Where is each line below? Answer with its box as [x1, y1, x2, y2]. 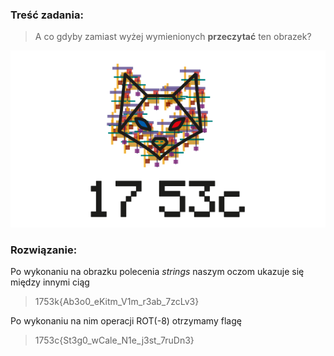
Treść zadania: [10, 8, 84, 22]
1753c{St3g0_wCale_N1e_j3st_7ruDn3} [34, 334, 195, 347]
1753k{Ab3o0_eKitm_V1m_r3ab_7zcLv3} [34, 296, 200, 308]
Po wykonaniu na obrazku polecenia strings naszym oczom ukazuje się [10, 266, 305, 278]
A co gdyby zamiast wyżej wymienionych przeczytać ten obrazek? [34, 31, 312, 43]
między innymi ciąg [10, 276, 90, 288]
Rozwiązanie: [10, 243, 78, 257]
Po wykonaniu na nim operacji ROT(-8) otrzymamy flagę [10, 315, 242, 327]
